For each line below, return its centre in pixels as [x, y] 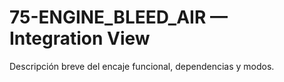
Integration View [80, 38]
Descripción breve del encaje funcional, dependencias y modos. [142, 66]
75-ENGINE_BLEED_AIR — [118, 17]
